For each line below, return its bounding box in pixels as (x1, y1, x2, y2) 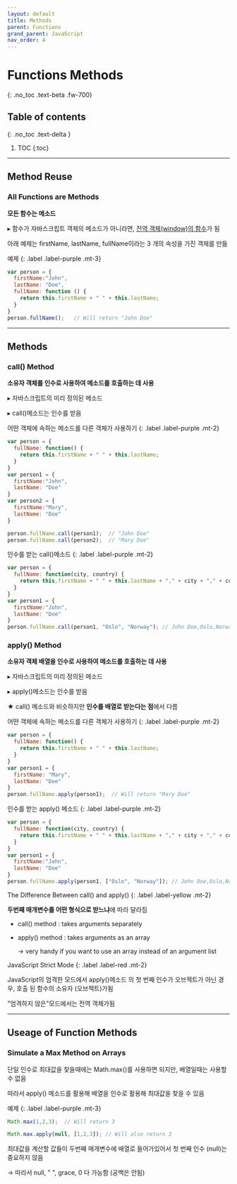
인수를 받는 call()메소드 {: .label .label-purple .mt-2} (7, 550, 154, 559)
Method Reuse (7, 171, 73, 183)
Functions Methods (7, 67, 123, 84)
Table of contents (7, 111, 86, 123)
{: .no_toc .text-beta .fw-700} (7, 91, 93, 99)
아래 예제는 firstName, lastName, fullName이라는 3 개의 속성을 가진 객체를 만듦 (7, 239, 228, 248)
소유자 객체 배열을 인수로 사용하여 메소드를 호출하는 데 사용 (7, 657, 167, 666)
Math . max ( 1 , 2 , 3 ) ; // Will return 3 (7, 1118, 115, 1125)
